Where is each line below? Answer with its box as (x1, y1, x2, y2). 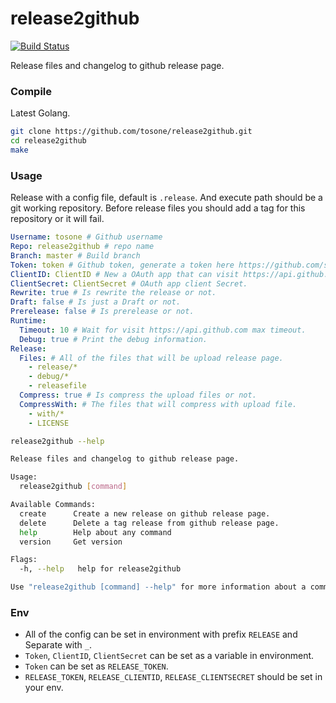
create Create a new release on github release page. (19, 508, 271, 519)
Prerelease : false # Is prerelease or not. (10, 307, 195, 317)
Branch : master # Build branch (10, 250, 141, 261)
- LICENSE (28, 418, 70, 428)
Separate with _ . (24, 639, 93, 651)
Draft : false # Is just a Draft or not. (10, 297, 182, 307)
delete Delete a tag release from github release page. (19, 518, 280, 528)
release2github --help (10, 436, 105, 446)
